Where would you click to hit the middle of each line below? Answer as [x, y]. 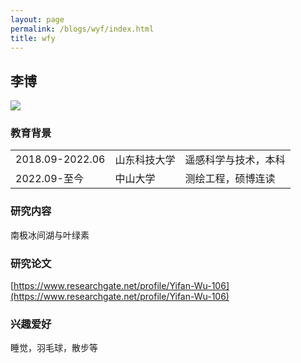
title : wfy [33, 38]
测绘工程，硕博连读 [230, 179]
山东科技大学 [145, 160]
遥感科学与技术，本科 [235, 160]
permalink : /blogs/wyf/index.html [82, 29]
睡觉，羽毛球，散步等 [54, 348]
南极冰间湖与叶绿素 [50, 235]
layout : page [37, 19]
